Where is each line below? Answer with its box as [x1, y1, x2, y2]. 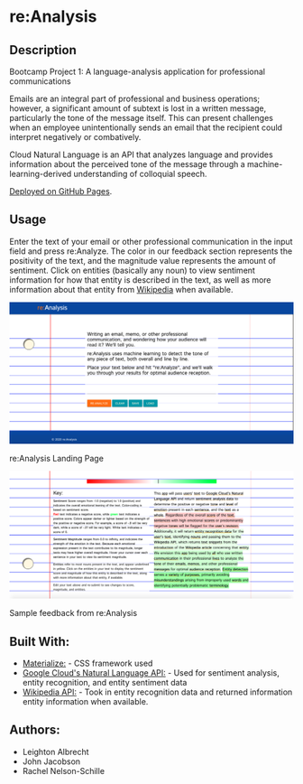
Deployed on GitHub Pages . [9, 186, 113, 196]
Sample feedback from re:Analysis [9, 608, 138, 619]
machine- [246, 159, 283, 169]
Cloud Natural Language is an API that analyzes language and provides [9, 149, 273, 160]
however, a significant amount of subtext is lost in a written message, [9, 103, 267, 114]
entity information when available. [22, 696, 149, 707]
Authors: [9, 723, 60, 738]
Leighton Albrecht [22, 746, 89, 757]
